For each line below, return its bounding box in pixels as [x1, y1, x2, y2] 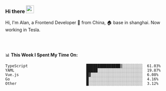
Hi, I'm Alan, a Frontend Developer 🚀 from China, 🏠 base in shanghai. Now [5, 20, 160, 26]
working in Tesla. [5, 27, 41, 33]
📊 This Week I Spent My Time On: [5, 52, 78, 58]
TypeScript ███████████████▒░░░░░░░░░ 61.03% [5, 63, 161, 69]
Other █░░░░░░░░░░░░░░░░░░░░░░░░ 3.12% [5, 81, 158, 86]
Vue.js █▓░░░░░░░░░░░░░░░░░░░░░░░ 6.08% [5, 72, 158, 77]
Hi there [5, 8, 25, 15]
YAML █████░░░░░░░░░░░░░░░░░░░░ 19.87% [5, 68, 161, 73]
